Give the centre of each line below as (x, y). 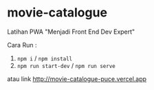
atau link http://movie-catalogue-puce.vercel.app (77, 79)
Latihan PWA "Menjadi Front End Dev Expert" (71, 32)
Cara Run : (22, 45)
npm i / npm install (45, 58)
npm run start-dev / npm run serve (66, 65)
